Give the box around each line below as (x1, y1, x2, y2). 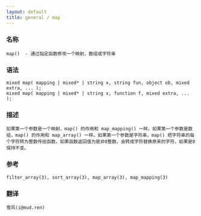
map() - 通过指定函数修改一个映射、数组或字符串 (6, 51, 116, 57)
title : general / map (6, 14, 61, 21)
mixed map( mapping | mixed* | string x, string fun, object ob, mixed (6, 80, 190, 86)
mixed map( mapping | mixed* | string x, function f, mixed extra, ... (6, 91, 190, 97)
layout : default (6, 8, 47, 15)
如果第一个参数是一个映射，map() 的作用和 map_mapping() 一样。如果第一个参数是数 (6, 126, 193, 132)
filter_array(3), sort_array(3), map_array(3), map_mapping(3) (6, 174, 169, 180)
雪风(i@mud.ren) (6, 205, 45, 211)
